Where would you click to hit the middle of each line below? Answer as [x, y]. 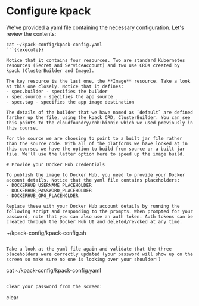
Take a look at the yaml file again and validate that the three [89, 249]
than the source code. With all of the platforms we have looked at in [97, 143]
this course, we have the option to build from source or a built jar [96, 149]
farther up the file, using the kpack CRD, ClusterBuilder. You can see [98, 117]
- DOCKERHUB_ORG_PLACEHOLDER [42, 196]
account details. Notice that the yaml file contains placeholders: [93, 180]
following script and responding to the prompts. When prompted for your [100, 211]
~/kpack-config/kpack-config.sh [46, 233]
